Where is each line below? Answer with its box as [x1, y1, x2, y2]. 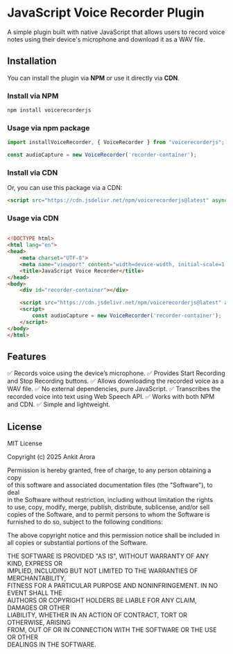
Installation [7, 55, 57, 67]
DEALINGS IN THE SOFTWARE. [7, 640, 96, 649]
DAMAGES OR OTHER [7, 603, 70, 612]
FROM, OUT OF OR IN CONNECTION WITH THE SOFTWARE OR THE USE [7, 626, 217, 634]
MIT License [7, 439, 43, 448]
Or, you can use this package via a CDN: [7, 184, 123, 192]
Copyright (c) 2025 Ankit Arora [7, 453, 96, 461]
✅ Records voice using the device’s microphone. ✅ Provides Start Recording [7, 369, 225, 377]
